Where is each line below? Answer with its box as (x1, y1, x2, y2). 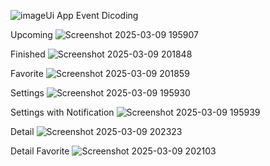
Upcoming (10, 29, 53, 40)
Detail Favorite (10, 145, 70, 157)
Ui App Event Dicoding (45, 10, 139, 21)
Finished (10, 48, 46, 60)
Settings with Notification (10, 106, 115, 118)
